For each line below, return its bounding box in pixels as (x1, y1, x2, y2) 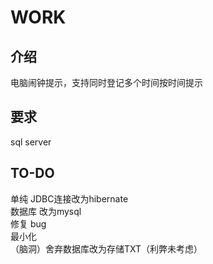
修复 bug (10, 217, 47, 230)
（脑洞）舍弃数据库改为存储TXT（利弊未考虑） (10, 242, 203, 255)
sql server (10, 136, 52, 148)
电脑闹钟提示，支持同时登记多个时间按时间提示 (10, 77, 203, 88)
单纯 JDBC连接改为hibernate (10, 192, 129, 205)
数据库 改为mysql (10, 205, 82, 217)
